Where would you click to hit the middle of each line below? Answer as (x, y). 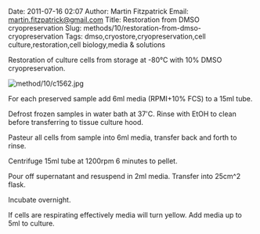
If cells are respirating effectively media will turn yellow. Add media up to (125, 215)
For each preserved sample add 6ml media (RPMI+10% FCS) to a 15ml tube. (130, 99)
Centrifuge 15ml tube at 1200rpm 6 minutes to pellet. (93, 161)
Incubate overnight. (40, 200)
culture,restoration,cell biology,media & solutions (87, 45)
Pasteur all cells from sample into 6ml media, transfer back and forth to (123, 137)
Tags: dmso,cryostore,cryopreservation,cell (135, 36)
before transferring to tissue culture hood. (76, 122)
